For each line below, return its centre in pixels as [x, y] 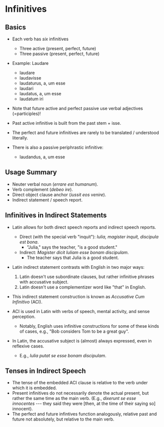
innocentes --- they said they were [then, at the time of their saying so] [84, 403]
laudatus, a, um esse [40, 94]
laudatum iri [31, 99]
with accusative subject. [44, 282]
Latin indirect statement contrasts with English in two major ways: [78, 267]
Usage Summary [31, 172]
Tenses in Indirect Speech [46, 371]
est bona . [29, 242]
